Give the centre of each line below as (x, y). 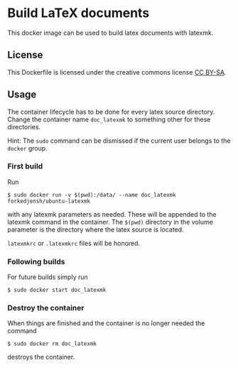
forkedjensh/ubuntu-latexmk (49, 201)
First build (25, 166)
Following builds (36, 261)
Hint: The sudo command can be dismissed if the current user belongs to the (119, 141)
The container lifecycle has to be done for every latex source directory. (111, 112)
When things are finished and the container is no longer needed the (106, 323)
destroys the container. (41, 357)
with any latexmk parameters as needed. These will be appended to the (112, 214)
